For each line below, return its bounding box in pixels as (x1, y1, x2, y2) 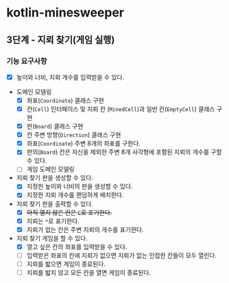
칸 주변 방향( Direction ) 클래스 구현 (26, 131, 121, 139)
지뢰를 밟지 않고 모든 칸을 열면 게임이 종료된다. (26, 268, 152, 276)
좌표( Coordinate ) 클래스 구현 (26, 96, 104, 104)
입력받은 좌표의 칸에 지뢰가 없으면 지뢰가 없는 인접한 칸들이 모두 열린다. (26, 251, 217, 259)
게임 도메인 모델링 (26, 165, 75, 173)
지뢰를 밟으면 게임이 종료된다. (26, 260, 106, 268)
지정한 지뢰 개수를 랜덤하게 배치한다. (26, 191, 124, 199)
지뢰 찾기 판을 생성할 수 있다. (16, 174, 94, 182)
